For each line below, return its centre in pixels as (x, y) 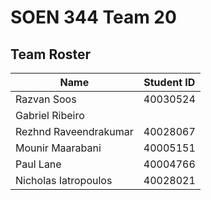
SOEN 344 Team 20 (93, 17)
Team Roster (51, 54)
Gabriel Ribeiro (50, 115)
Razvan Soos (46, 99)
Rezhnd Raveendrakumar (74, 131)
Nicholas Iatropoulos (64, 180)
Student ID (169, 82)
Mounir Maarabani (58, 148)
